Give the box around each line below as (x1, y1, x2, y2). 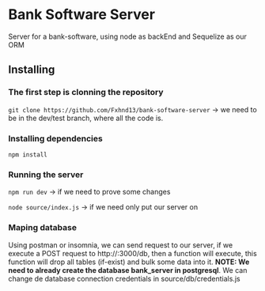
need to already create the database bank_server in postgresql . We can (8, 265, 248, 274)
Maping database (8, 222, 78, 233)
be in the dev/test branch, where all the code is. (8, 113, 164, 123)
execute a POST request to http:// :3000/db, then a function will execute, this (8, 248, 257, 258)
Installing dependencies (8, 133, 103, 144)
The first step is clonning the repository (8, 87, 164, 98)
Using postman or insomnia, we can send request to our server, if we (8, 240, 233, 250)
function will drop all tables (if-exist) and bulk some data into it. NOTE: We (8, 257, 250, 266)
